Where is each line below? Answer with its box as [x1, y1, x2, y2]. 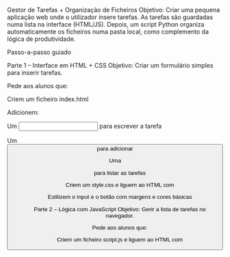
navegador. [105, 212, 135, 219]
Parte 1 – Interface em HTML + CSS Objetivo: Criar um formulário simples [7, 62, 214, 69]
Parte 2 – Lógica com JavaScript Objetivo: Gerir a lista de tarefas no [34, 205, 207, 213]
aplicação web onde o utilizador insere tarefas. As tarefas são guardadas [7, 13, 214, 21]
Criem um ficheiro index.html [7, 95, 89, 103]
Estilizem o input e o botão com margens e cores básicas [47, 193, 192, 201]
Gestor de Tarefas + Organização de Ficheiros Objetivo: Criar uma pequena [7, 6, 220, 14]
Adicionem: [7, 109, 40, 116]
